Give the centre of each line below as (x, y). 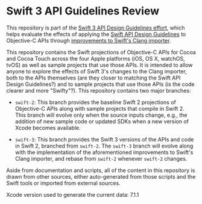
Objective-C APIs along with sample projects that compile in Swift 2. (100, 108)
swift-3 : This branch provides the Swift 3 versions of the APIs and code (104, 139)
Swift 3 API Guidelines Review (83, 11)
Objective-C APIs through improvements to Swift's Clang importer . (89, 40)
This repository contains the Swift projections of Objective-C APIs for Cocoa (101, 52)
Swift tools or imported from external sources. (63, 183)
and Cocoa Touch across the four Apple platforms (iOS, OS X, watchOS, (96, 58)
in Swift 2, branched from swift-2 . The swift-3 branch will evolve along (104, 146)
